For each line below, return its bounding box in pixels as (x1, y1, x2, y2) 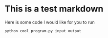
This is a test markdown (4, 3, 104, 14)
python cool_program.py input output (4, 28, 82, 33)
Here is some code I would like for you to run (4, 19, 95, 25)
